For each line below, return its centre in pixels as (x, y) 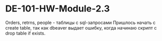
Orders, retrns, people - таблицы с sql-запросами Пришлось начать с (80, 22)
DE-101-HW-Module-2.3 (58, 9)
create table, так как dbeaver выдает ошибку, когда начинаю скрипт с (81, 27)
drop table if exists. (25, 33)
